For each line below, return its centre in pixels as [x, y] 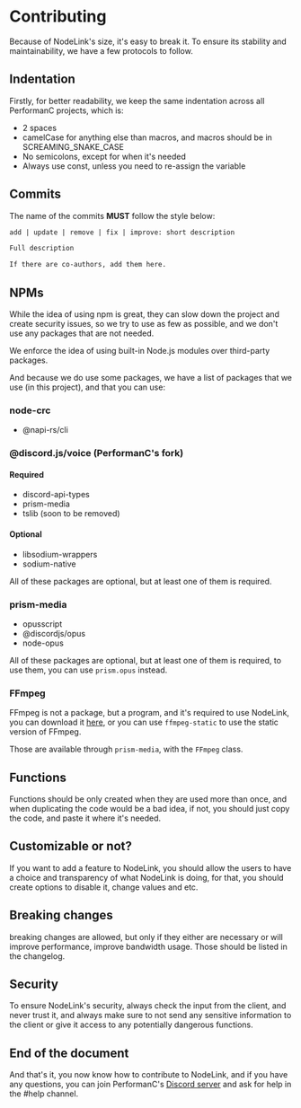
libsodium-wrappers [60, 554]
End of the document [69, 1053]
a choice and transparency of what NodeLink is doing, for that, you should [147, 877]
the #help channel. [44, 1094]
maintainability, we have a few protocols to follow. [101, 50]
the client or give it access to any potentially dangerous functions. [131, 1024]
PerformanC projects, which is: [66, 110]
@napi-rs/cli [45, 430]
